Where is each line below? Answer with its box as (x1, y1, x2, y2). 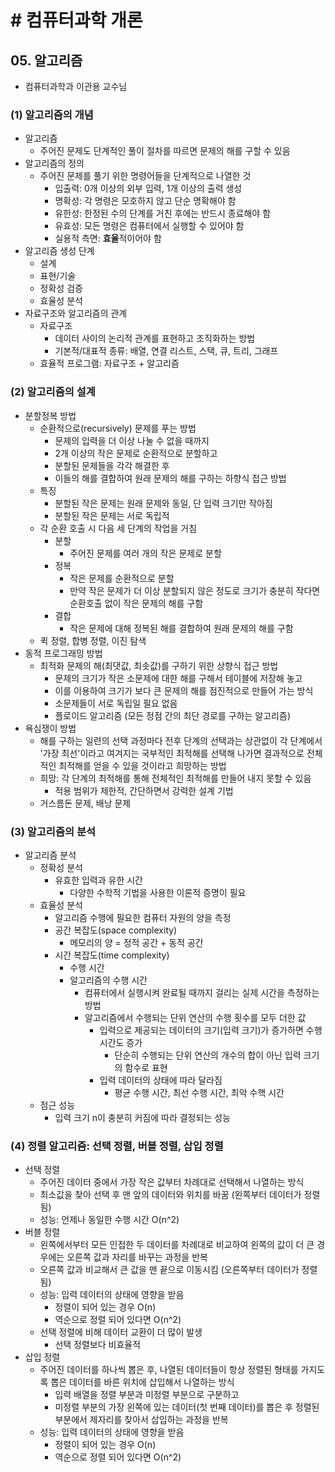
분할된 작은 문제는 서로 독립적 (54, 509, 170, 521)
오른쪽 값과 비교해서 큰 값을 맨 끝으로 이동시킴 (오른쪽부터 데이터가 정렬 (39, 1264, 318, 1276)
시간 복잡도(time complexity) (54, 949, 170, 961)
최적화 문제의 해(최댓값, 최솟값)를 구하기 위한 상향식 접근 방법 (39, 659, 279, 671)
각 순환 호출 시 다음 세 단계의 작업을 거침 (39, 522, 198, 534)
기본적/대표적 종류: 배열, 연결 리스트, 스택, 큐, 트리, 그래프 (54, 345, 279, 357)
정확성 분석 (39, 861, 83, 873)
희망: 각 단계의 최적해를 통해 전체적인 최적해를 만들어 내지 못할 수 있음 (39, 772, 312, 784)
